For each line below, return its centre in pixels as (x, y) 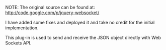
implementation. (22, 28)
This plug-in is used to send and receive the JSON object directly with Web (83, 38)
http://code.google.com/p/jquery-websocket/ (52, 13)
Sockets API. (18, 43)
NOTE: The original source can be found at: (50, 7)
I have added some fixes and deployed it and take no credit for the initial (80, 22)
